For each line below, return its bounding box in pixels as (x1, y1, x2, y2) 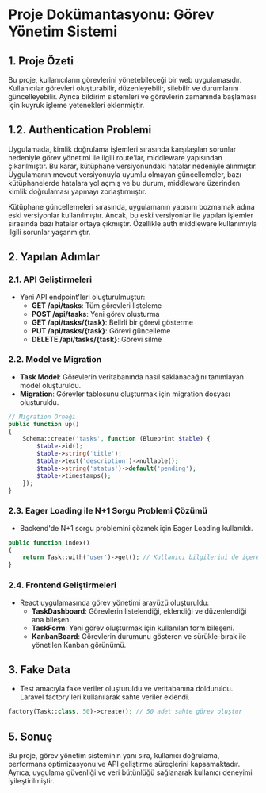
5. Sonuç (8, 729, 53, 743)
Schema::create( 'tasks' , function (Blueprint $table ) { (22, 435, 211, 443)
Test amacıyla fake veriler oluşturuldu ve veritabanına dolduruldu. (19, 684, 234, 694)
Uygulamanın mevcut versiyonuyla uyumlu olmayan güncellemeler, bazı (8, 169, 241, 179)
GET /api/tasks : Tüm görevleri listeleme (31, 300, 162, 310)
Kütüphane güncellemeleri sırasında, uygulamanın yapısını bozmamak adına (8, 202, 255, 211)
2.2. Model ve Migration (8, 354, 102, 365)
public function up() (8, 420, 80, 428)
